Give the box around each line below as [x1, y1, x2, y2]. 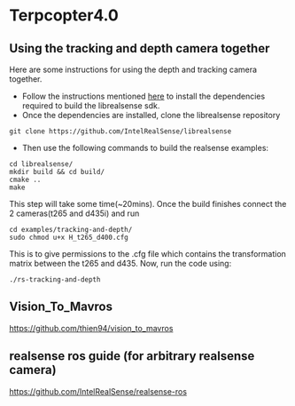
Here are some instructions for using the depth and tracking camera [9, 64, 258, 75]
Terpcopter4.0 [9, 5, 120, 26]
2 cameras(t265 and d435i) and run [9, 208, 140, 219]
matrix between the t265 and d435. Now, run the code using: [9, 259, 232, 268]
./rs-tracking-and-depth [9, 275, 101, 284]
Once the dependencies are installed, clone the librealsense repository [21, 110, 281, 120]
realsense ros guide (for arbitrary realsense [9, 348, 255, 364]
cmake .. [9, 175, 42, 184]
